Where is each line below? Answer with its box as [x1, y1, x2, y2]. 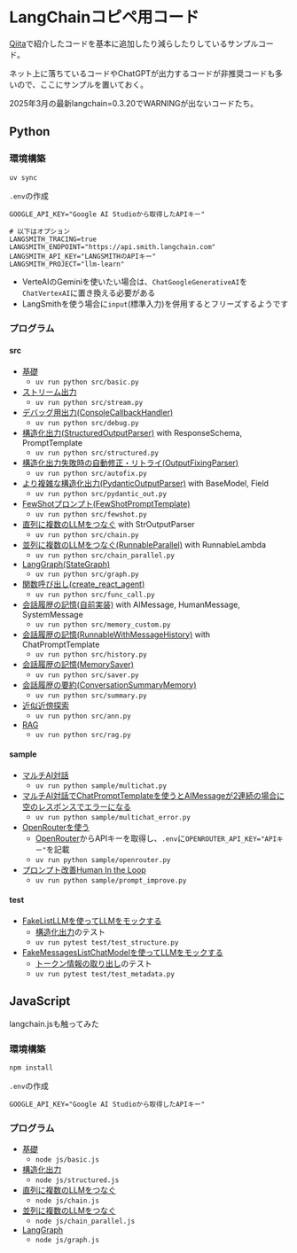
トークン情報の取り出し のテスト [35, 958, 152, 969]
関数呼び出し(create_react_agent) [21, 579, 145, 589]
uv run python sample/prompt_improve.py [35, 876, 187, 885]
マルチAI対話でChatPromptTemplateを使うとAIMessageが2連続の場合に [21, 790, 285, 801]
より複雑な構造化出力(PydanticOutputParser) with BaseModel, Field [21, 478, 269, 488]
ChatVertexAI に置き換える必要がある [21, 287, 156, 298]
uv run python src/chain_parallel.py [35, 550, 176, 560]
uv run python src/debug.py [35, 418, 139, 427]
